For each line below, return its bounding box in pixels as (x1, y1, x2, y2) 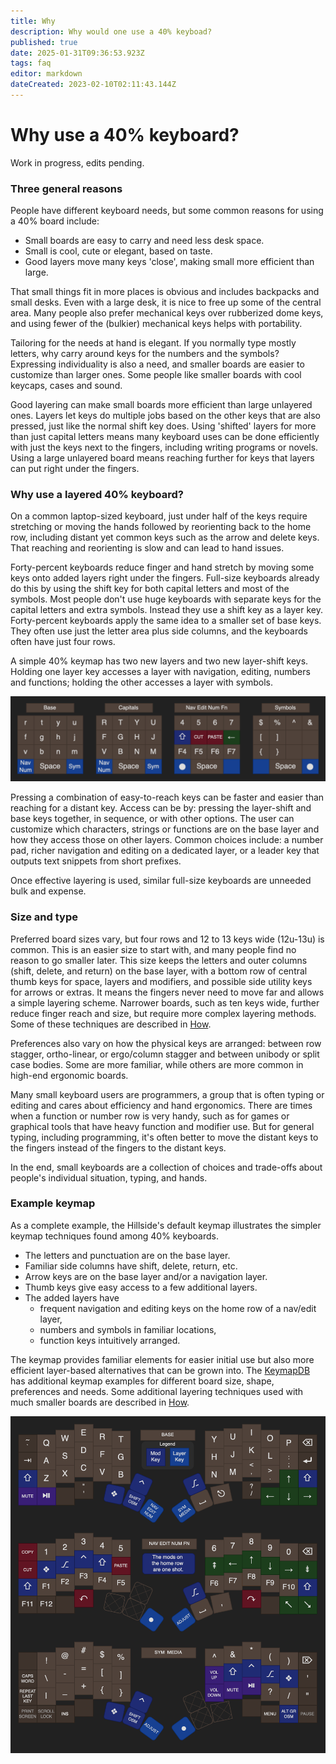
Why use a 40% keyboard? (10, 124, 240, 147)
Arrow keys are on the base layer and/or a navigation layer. (24, 1270, 268, 1282)
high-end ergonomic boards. (10, 1069, 129, 1081)
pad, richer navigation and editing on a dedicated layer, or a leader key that (10, 845, 320, 857)
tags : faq (10, 58, 52, 69)
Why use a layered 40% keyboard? (10, 488, 184, 502)
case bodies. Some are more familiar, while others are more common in (10, 1058, 304, 1070)
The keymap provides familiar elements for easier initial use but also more (10, 1353, 315, 1365)
